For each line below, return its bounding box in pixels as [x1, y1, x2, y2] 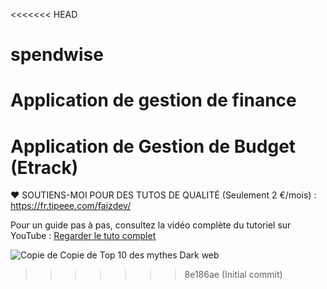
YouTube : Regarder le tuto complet [10, 230, 157, 242]
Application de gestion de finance [10, 89, 297, 112]
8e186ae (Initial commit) [184, 269, 283, 281]
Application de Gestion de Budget [10, 135, 297, 158]
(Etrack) [10, 156, 79, 179]
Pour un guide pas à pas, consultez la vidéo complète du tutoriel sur [10, 219, 292, 231]
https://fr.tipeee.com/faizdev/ [10, 200, 132, 212]
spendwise [10, 44, 104, 66]
